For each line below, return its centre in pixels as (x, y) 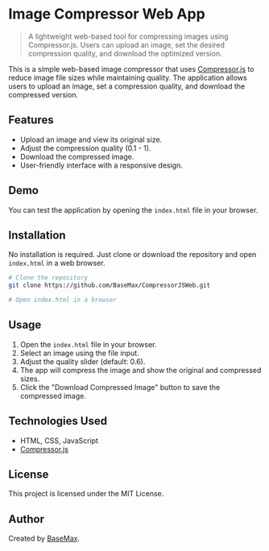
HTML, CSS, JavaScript (59, 441)
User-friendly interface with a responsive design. (101, 165)
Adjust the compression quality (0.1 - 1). (85, 148)
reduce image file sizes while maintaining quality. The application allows (128, 77)
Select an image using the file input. (79, 353)
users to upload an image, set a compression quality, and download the (127, 86)
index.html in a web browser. (57, 263)
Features (31, 120)
